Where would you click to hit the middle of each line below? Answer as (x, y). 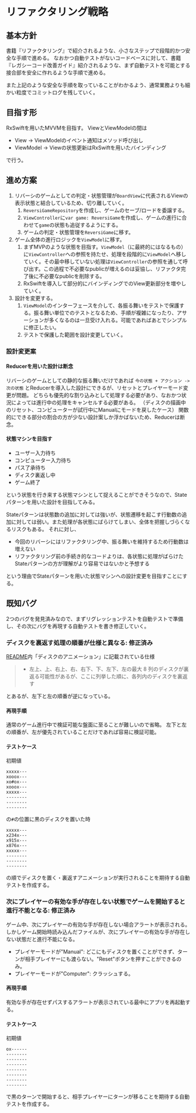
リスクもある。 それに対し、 (45, 529)
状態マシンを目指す (29, 439)
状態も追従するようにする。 (88, 225)
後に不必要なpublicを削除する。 (67, 276)
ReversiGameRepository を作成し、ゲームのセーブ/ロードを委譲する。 (105, 210)
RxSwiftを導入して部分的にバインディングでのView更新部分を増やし (105, 283)
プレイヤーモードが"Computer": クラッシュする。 (74, 974)
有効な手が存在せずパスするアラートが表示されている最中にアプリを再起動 (96, 1002)
